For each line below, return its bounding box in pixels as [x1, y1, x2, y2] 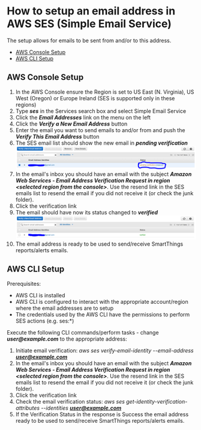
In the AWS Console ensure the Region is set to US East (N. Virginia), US [15, 88, 194, 95]
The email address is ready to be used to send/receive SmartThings [15, 240, 184, 247]
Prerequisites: [7, 280, 41, 287]
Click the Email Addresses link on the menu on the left [15, 114, 151, 121]
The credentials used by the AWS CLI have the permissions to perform [15, 310, 190, 318]
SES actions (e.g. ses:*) [15, 317, 74, 324]
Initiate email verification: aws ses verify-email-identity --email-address [15, 347, 194, 354]
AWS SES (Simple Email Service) [7, 17, 172, 31]
